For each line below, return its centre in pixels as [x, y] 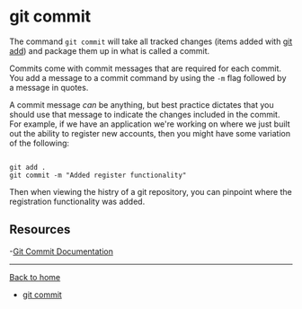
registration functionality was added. [77, 201]
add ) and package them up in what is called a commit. [110, 50]
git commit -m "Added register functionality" [98, 175]
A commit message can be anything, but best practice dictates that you [142, 104]
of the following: [40, 143]
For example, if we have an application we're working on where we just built [150, 124]
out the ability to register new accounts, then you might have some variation [150, 133]
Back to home [35, 277]
